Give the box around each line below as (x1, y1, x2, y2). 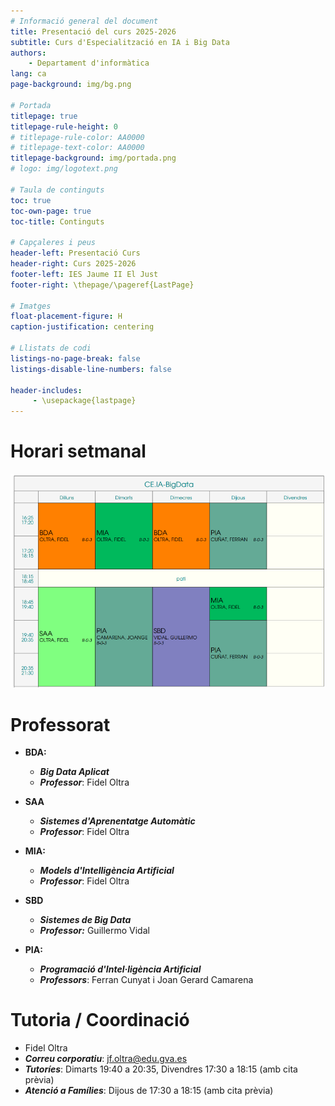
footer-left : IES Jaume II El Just (10, 269, 159, 279)
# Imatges (10, 301, 52, 311)
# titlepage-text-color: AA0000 (10, 143, 145, 153)
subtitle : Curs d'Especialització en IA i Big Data (10, 37, 230, 47)
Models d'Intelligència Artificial (39, 865, 175, 877)
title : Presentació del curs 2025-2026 (10, 26, 177, 37)
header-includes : (10, 385, 83, 395)
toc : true (10, 195, 52, 205)
